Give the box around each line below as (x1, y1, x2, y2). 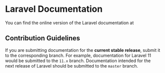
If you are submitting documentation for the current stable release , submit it (5, 47, 161, 53)
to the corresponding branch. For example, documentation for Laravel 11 (5, 52, 152, 58)
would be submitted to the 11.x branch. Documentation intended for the (5, 58, 151, 64)
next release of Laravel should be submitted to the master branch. (5, 63, 138, 69)
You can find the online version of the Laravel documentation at (5, 20, 134, 26)
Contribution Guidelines (5, 34, 80, 42)
